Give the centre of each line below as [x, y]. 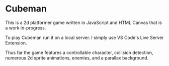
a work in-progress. [26, 27]
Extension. [16, 42]
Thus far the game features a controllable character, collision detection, [79, 52]
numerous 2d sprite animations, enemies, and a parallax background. [77, 57]
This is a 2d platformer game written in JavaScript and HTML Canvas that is [83, 22]
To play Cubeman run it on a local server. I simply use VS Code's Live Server [84, 37]
